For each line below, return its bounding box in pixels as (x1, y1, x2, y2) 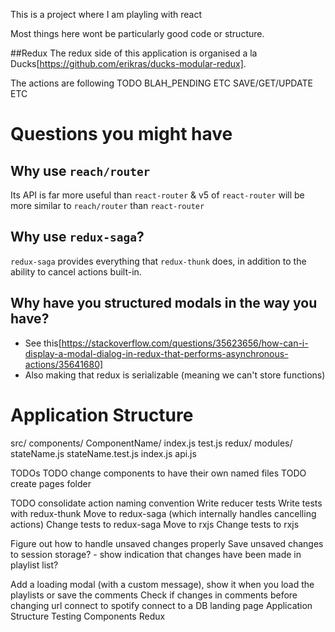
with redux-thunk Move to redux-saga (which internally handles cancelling (10, 507, 317, 519)
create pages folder (10, 477, 92, 489)
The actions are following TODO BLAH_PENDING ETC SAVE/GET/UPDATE (10, 77, 313, 89)
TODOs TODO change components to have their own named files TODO (10, 467, 307, 479)
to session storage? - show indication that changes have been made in (10, 548, 302, 560)
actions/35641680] (24, 358, 104, 370)
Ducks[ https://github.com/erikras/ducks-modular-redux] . (10, 58, 247, 69)
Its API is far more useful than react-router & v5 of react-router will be (10, 189, 305, 201)
